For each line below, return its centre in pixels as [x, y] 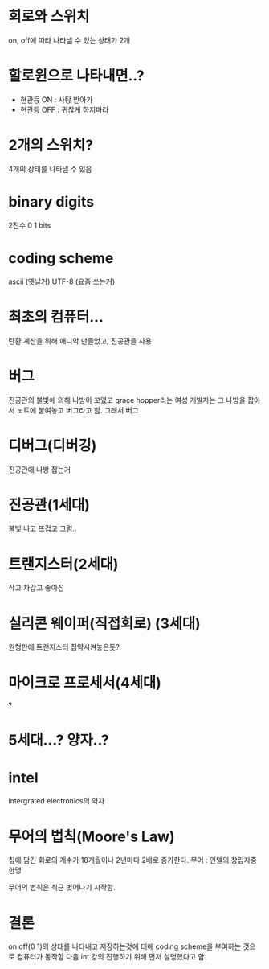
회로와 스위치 [49, 16]
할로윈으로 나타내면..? [76, 76]
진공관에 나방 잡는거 [39, 469]
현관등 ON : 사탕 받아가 [56, 99]
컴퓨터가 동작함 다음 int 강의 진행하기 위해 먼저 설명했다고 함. [112, 957]
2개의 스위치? [51, 145]
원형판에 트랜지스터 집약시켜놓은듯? [64, 647]
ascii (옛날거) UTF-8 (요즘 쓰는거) [62, 281]
